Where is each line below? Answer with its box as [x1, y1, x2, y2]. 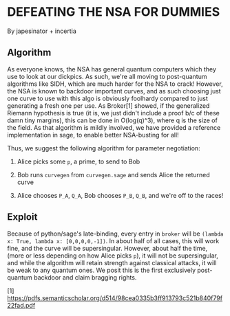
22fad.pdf [7, 301, 36, 309]
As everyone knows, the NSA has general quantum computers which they [7, 65, 217, 73]
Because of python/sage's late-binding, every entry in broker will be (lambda [7, 229, 224, 238]
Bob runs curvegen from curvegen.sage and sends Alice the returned [17, 170, 210, 179]
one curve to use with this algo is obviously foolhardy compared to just [7, 94, 209, 102]
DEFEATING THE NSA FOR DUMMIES [7, 4, 220, 20]
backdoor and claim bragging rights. [34, 273, 137, 282]
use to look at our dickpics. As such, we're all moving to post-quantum [7, 72, 207, 80]
